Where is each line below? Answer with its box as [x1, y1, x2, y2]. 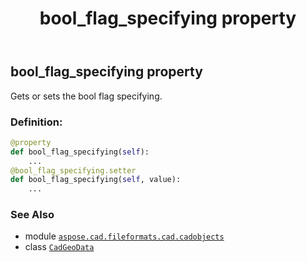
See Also [10, 208, 55, 222]
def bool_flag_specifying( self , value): [10, 175, 182, 185]
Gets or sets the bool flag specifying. [10, 90, 163, 102]
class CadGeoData [24, 241, 95, 253]
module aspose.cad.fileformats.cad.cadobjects [24, 230, 225, 242]
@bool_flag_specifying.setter [10, 165, 137, 176]
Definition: [10, 115, 63, 129]
